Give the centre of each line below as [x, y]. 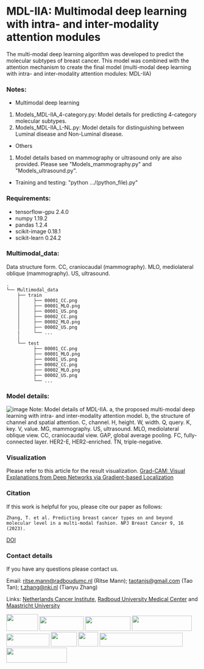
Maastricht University [33, 605]
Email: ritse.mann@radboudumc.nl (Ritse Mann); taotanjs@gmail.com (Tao [100, 581]
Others [24, 146]
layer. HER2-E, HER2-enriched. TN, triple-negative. [98, 442]
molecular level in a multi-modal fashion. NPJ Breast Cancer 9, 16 [95, 523]
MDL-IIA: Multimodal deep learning [97, 11]
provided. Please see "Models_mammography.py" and [83, 164]
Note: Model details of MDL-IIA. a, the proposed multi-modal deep [112, 409]
